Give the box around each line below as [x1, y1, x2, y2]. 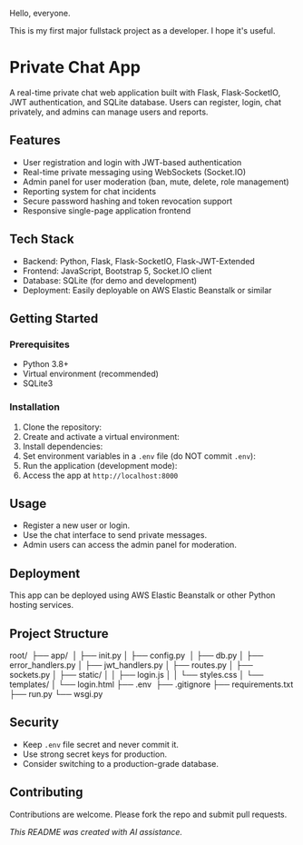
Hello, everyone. [9, 8, 71, 18]
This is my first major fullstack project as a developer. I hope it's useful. [9, 25, 276, 35]
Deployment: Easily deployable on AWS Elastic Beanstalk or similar [22, 284, 272, 295]
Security [9, 715, 59, 731]
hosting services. [9, 600, 74, 611]
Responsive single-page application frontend [22, 204, 191, 216]
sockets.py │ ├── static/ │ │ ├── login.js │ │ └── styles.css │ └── [9, 669, 264, 680]
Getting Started [9, 311, 99, 326]
